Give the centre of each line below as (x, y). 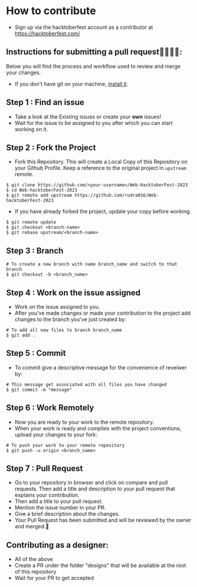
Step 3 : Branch (35, 251)
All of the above (34, 559)
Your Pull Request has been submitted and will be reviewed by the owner (103, 520)
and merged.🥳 (32, 526)
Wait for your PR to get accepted (54, 578)
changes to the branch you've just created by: (70, 319)
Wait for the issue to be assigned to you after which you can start (94, 123)
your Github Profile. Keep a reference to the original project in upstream (100, 168)
